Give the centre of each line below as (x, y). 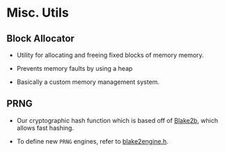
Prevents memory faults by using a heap (75, 68)
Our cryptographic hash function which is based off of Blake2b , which (117, 120)
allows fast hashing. (45, 128)
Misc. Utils (38, 13)
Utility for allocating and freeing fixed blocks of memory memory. (110, 55)
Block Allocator (40, 39)
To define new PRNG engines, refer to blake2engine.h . (92, 141)
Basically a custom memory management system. (88, 82)
